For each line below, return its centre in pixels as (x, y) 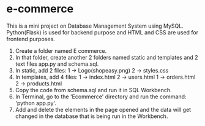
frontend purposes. (31, 39)
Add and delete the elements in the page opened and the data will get (103, 109)
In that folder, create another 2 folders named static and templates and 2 (106, 57)
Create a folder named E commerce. (61, 50)
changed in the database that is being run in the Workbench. (91, 116)
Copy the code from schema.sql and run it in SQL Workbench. (94, 90)
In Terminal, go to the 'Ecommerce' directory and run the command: (101, 96)
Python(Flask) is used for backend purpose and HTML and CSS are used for (102, 32)
